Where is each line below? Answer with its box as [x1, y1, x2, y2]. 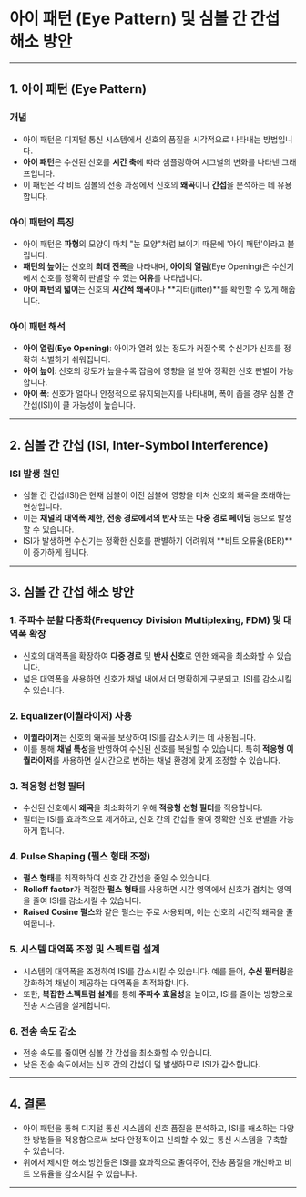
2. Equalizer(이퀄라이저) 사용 [9, 709, 132, 722]
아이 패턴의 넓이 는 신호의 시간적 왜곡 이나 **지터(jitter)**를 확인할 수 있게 [22, 284, 280, 295]
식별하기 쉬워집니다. [39, 354, 111, 365]
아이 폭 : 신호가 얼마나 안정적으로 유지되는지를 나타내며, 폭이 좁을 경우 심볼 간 [22, 389, 294, 400]
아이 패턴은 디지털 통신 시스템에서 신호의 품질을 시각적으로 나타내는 [22, 133, 261, 144]
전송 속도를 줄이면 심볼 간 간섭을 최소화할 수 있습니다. [22, 1047, 212, 1058]
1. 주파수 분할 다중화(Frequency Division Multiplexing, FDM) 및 [9, 614, 281, 627]
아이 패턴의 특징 [9, 215, 75, 228]
